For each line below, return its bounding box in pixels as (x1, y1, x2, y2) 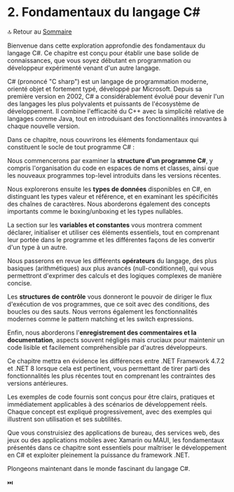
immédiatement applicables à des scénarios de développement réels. (7, 400, 208, 408)
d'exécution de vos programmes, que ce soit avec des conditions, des (7, 300, 210, 308)
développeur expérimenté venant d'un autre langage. (7, 64, 161, 72)
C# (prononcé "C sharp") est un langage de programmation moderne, (7, 77, 209, 85)
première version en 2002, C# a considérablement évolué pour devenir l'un (7, 92, 225, 100)
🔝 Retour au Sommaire (7, 27, 72, 36)
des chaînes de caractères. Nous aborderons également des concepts (7, 199, 211, 208)
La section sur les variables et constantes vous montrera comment (7, 220, 202, 229)
